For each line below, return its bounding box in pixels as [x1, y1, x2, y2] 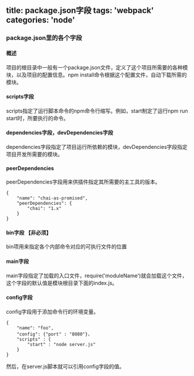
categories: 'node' [6, 15, 75, 25]
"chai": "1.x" [27, 205, 62, 212]
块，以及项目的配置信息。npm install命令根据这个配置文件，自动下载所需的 [6, 71, 187, 78]
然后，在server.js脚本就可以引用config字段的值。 [6, 362, 125, 370]
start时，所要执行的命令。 [6, 114, 69, 122]
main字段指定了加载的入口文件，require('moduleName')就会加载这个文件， [6, 272, 188, 279]
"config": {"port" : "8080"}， [16, 331, 92, 337]
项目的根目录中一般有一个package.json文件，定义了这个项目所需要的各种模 [6, 64, 188, 71]
